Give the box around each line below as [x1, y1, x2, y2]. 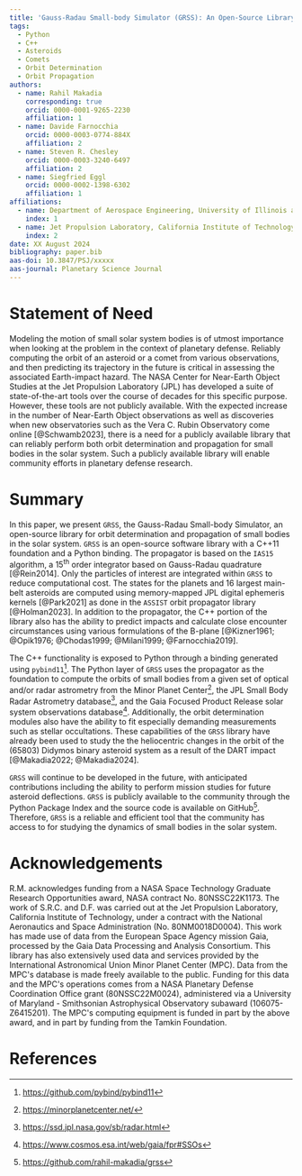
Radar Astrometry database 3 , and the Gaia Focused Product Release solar [9, 694, 284, 707]
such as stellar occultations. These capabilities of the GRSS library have [9, 726, 271, 737]
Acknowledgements [9, 852, 164, 873]
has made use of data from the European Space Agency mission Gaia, [9, 930, 270, 942]
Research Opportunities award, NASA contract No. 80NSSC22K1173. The [9, 892, 280, 903]
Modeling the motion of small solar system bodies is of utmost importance [9, 333, 285, 343]
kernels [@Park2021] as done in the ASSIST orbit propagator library [9, 597, 256, 608]
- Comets [17, 55, 50, 64]
